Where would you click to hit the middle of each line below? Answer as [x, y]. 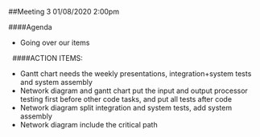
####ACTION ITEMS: [47, 58]
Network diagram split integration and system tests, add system [126, 108]
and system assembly [56, 82]
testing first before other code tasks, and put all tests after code [126, 99]
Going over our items [55, 42]
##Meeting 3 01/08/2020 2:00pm [64, 12]
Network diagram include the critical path [89, 125]
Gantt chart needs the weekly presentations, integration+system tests [136, 74]
